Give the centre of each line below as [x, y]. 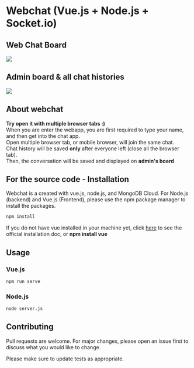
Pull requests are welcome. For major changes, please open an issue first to [97, 341]
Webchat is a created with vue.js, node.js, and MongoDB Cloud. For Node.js [97, 193]
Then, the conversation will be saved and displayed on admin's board [90, 161]
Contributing [30, 327]
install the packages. [31, 206]
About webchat [35, 109]
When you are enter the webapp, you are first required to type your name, [95, 130]
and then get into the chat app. [43, 136]
